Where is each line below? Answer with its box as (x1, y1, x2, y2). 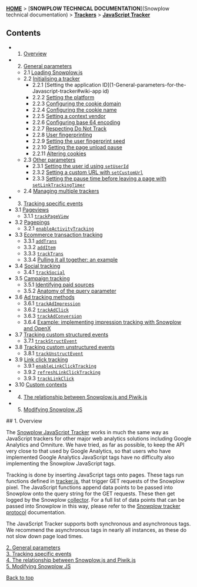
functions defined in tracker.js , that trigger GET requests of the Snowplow (6, 477, 185, 484)
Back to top (6, 574, 34, 581)
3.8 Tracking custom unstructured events (14, 343, 115, 350)
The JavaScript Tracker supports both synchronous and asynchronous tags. (6, 520, 191, 527)
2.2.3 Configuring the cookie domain (32, 100, 122, 107)
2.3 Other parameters (23, 156, 76, 163)
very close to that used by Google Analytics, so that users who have (6, 447, 171, 454)
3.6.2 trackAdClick (23, 306, 69, 313)
